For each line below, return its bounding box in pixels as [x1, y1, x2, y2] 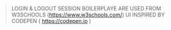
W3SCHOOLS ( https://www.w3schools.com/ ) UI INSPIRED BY [11, 11, 165, 18]
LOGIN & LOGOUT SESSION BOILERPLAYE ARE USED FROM [11, 5, 161, 12]
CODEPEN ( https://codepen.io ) [11, 18, 92, 24]
